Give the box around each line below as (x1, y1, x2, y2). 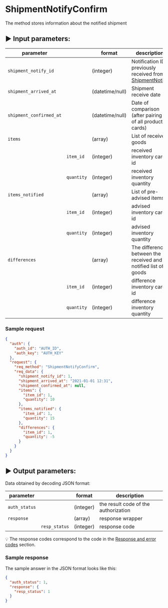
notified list (131, 262, 157, 269)
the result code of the (99, 500, 150, 507)
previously (131, 64, 156, 71)
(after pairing (131, 112, 162, 119)
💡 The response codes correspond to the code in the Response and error (5, 536, 156, 542)
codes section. (5, 541, 36, 547)
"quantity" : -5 (23, 434, 55, 439)
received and (131, 256, 162, 263)
